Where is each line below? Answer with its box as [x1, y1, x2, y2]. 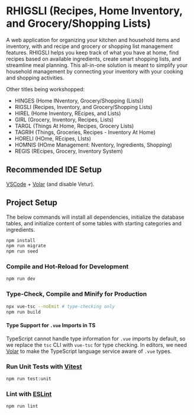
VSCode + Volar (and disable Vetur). [6, 180, 95, 187]
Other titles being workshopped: [6, 85, 85, 92]
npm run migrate [6, 243, 46, 249]
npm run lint [6, 403, 38, 410]
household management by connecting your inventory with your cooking [6, 68, 183, 75]
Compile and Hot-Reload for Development [6, 263, 129, 271]
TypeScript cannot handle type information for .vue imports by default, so [6, 335, 186, 342]
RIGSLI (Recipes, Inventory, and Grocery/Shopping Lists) [14, 103, 153, 110]
